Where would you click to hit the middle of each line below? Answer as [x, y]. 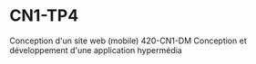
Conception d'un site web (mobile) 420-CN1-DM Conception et [128, 41]
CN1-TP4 [44, 16]
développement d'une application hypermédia [96, 50]
